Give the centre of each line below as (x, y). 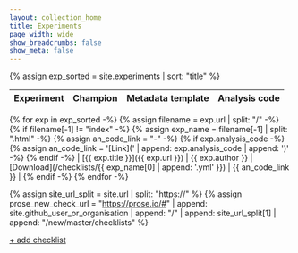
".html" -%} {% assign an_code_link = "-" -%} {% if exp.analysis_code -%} (147, 139)
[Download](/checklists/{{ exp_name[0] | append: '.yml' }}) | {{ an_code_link (149, 167)
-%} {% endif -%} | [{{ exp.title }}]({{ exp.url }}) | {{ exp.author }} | (131, 158)
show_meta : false (42, 51)
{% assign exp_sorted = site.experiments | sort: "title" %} (115, 76)
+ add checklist (38, 240)
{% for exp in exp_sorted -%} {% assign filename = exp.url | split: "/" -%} (145, 120)
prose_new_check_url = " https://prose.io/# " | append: (108, 204)
